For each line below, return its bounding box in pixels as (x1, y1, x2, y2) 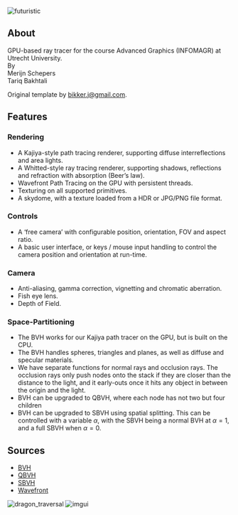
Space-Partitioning (7, 317, 75, 327)
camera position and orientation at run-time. (17, 250, 148, 259)
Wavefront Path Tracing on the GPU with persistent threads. (17, 179, 193, 187)
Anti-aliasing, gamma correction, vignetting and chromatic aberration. (17, 285, 222, 293)
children (17, 401, 42, 410)
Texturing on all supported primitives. (17, 186, 128, 195)
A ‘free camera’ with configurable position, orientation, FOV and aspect (17, 228, 226, 236)
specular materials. (17, 356, 74, 364)
